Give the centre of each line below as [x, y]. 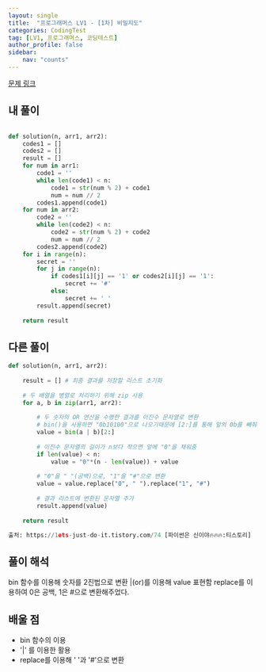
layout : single [33, 15]
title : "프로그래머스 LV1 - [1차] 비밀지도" [75, 23]
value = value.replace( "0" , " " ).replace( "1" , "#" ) [124, 484]
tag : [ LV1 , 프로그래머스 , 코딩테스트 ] [63, 38]
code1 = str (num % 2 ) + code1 [100, 188]
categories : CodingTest [47, 30]
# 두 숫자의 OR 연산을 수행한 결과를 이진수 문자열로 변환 [118, 418]
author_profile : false [46, 45]
